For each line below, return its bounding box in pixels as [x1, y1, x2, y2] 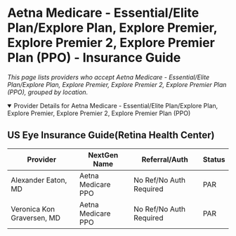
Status [202, 155, 225, 164]
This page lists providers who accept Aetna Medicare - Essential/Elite [7, 72, 209, 81]
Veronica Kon [11, 204, 55, 214]
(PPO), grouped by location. [7, 88, 88, 96]
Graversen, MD [11, 213, 61, 223]
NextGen [87, 150, 119, 159]
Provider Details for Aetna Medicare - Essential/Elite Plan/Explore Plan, [13, 101, 218, 110]
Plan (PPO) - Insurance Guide [7, 50, 181, 66]
